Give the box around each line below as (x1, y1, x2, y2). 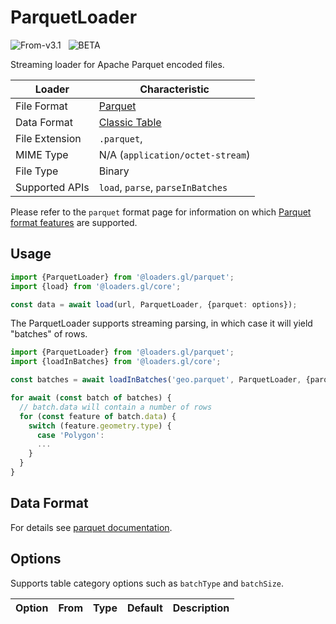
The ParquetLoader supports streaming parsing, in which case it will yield (10, 317, 313, 330)
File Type (15, 164, 59, 178)
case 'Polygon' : (36, 430, 105, 440)
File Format (15, 99, 68, 113)
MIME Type (15, 147, 69, 161)
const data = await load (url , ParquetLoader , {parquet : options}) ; (10, 299, 298, 310)
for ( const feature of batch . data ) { (19, 411, 177, 421)
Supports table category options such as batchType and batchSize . (10, 577, 285, 589)
